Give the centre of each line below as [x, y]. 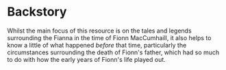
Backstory [37, 12]
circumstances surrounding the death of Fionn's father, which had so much [113, 52]
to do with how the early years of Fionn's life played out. [86, 59]
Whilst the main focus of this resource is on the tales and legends [99, 31]
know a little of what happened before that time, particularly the [97, 45]
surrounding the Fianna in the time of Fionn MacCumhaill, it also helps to [109, 37]
